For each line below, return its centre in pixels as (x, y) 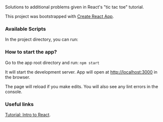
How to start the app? (31, 52)
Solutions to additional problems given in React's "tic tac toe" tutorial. (75, 7)
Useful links (19, 104)
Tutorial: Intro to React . (28, 114)
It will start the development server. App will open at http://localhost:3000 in (81, 72)
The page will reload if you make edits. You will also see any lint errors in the (81, 86)
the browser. (18, 77)
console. (14, 91)
